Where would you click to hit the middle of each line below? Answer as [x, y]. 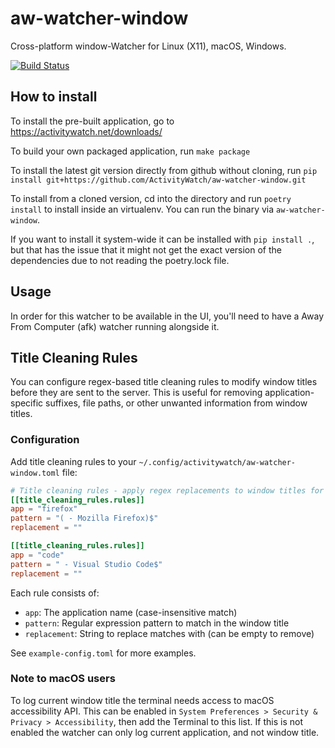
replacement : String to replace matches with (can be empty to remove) [169, 633]
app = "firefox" [44, 509]
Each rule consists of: [55, 593]
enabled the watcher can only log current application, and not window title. [165, 732]
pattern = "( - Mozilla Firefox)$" [84, 518]
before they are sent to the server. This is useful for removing [136, 393]
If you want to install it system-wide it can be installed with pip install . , [162, 239]
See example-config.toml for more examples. [103, 653]
